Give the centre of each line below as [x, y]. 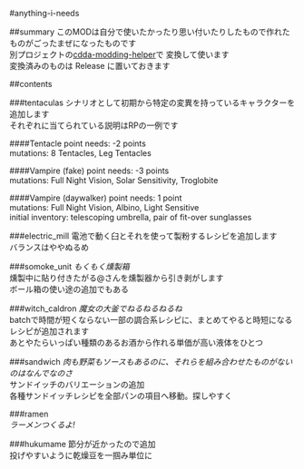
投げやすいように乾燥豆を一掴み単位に [81, 455]
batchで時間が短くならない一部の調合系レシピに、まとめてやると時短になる [151, 320]
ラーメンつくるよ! [42, 425]
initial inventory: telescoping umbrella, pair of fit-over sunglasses [131, 217]
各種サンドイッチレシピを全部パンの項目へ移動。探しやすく [121, 396]
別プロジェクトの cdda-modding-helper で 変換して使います [119, 54]
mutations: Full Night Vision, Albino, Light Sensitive [104, 207]
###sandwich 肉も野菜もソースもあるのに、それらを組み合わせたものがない [151, 362]
